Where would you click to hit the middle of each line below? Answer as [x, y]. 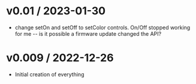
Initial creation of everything [49, 74]
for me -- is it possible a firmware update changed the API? [88, 33]
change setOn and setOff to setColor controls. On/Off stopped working [102, 27]
